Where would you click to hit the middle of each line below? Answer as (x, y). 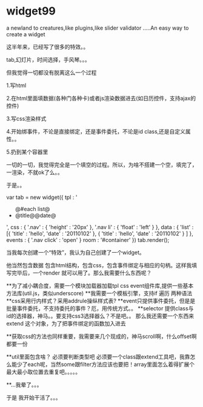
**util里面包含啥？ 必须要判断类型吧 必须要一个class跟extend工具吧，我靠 (98, 357)
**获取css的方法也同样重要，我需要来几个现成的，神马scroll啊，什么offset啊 (101, 336)
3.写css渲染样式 (26, 119)
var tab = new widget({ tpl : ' (42, 197)
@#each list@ (32, 209)
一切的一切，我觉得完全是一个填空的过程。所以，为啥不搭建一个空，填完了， (102, 164)
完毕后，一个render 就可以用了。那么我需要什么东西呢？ (82, 273)
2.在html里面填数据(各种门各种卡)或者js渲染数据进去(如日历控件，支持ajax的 (101, 98)
